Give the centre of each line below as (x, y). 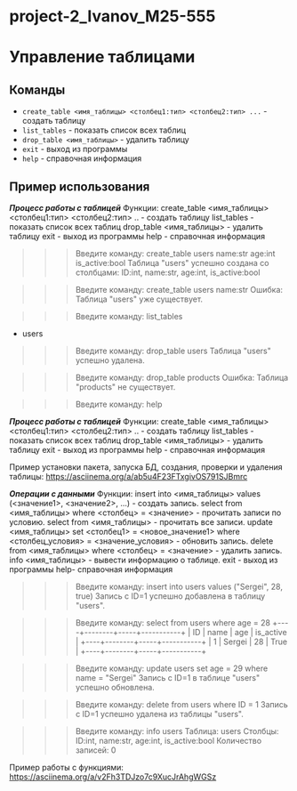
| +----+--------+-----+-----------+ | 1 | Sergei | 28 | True (181, 642)
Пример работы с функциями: (67, 767)
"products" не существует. (125, 387)
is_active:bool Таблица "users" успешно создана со (172, 263)
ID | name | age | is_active (240, 632)
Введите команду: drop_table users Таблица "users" (173, 351)
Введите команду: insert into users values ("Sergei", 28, (179, 586)
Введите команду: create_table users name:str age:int (175, 254)
